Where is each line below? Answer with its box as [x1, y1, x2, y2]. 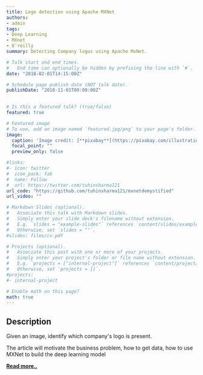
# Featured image [6, 120, 50, 126]
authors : [6, 15, 28, 21]
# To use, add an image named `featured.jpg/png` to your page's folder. [6, 126, 196, 132]
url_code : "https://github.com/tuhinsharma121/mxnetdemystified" [6, 187, 174, 194]
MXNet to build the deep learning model [6, 351, 106, 358]
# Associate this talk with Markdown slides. [6, 210, 129, 216]
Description [6, 316, 51, 326]
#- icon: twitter [6, 165, 50, 171]
